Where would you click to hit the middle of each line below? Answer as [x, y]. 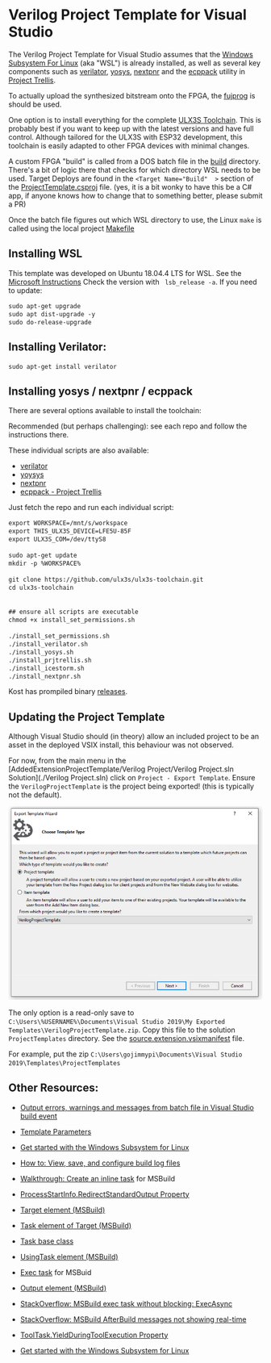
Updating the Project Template [87, 717]
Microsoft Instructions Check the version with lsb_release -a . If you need [133, 282]
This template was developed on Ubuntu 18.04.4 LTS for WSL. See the [125, 273]
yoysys [32, 475]
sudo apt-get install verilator [63, 366]
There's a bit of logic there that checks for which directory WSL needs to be [134, 169]
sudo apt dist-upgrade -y [52, 314]
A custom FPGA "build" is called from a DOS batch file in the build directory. [134, 161]
